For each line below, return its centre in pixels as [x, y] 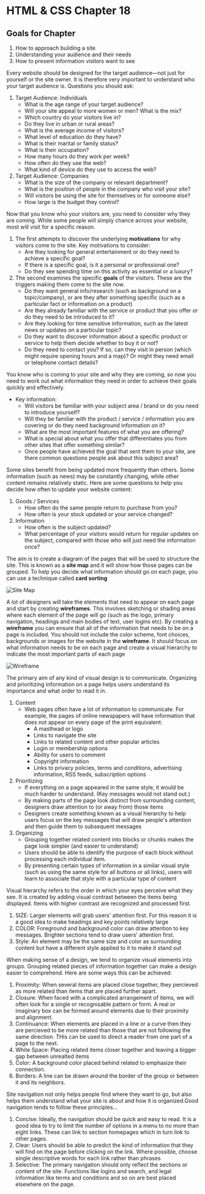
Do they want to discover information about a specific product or [106, 337]
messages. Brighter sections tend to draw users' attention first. [95, 935]
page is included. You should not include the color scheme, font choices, [98, 634]
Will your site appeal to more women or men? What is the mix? [103, 111]
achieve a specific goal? [55, 258]
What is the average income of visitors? [74, 130]
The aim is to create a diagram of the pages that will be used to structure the [103, 559]
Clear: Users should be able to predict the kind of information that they [104, 1145]
